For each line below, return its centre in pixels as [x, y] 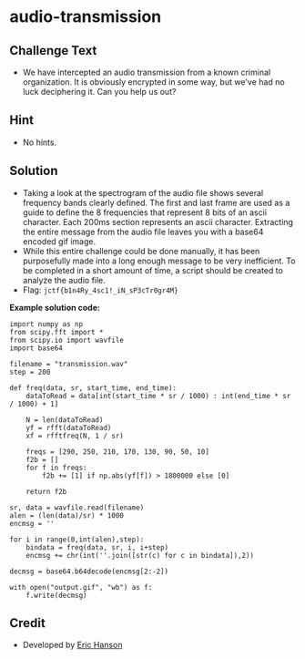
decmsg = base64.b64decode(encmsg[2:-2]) [89, 571]
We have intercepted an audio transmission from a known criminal [147, 72]
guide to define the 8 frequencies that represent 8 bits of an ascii [144, 212]
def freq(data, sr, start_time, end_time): [93, 388]
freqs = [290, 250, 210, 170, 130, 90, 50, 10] [117, 452]
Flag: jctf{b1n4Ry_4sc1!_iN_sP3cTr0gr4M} [101, 290]
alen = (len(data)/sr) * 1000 [67, 515]
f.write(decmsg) [57, 595]
